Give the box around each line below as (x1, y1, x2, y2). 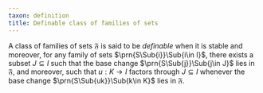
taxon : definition (8, 11, 69, 20)
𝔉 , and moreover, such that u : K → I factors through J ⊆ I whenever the (8, 67, 245, 76)
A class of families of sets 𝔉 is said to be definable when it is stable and (8, 41, 243, 50)
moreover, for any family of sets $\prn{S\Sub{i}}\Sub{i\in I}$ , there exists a (8, 49, 253, 60)
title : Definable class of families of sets (8, 19, 159, 27)
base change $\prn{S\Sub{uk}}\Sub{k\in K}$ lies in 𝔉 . (8, 76, 185, 85)
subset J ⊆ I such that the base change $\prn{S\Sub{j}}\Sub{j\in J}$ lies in (8, 58, 255, 68)
